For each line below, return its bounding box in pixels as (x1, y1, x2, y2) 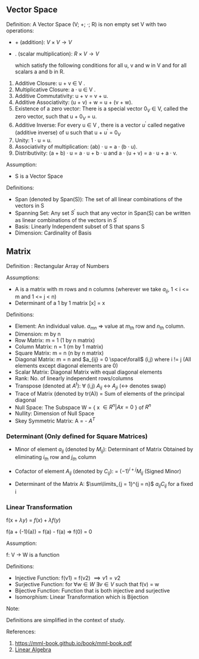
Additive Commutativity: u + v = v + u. (14, 92, 108, 99)
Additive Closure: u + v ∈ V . (14, 79, 85, 87)
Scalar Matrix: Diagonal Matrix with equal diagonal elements (14, 368, 163, 375)
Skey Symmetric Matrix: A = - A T (14, 416, 95, 424)
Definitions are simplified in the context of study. (6, 617, 125, 624)
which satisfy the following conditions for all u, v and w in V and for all (14, 61, 186, 69)
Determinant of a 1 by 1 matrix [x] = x (14, 300, 105, 307)
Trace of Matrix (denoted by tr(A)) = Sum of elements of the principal (14, 390, 185, 397)
